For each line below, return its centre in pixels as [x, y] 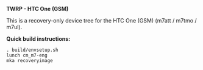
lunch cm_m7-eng [27, 55]
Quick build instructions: [38, 39]
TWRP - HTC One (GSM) [37, 9]
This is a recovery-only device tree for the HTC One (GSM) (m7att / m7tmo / [101, 20]
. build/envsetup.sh [33, 50]
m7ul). [14, 27]
